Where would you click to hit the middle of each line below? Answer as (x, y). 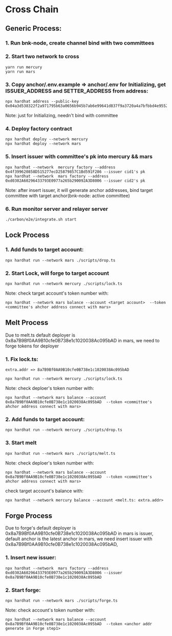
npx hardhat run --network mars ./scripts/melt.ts (60, 453)
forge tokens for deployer (32, 346)
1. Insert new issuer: (31, 558)
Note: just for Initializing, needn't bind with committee (62, 116)
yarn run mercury (24, 67)
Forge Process (29, 516)
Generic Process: (34, 28)
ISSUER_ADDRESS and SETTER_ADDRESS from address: (77, 91)
